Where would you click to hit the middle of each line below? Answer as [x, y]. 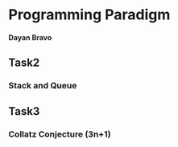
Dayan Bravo [30, 37]
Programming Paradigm [89, 15]
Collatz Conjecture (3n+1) [60, 134]
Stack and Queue [43, 86]
